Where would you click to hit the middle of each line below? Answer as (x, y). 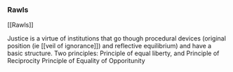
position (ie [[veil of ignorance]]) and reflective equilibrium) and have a (109, 46)
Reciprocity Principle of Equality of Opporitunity (76, 61)
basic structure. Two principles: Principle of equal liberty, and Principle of (113, 53)
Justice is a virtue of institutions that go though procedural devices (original (117, 38)
